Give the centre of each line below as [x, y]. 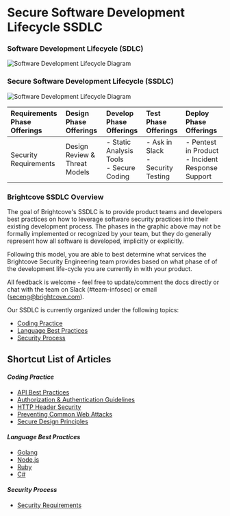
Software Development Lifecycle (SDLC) [75, 49]
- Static [118, 142]
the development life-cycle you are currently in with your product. [100, 269]
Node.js [28, 459]
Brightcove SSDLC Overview [55, 197]
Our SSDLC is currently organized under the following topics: [93, 310]
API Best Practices [43, 392]
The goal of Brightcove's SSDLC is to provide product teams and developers [115, 212]
